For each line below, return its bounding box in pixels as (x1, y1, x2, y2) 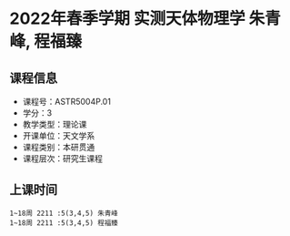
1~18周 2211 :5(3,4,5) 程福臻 (9, 218, 118, 228)
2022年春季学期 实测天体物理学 (9, 8, 245, 29)
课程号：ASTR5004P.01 (22, 97, 112, 107)
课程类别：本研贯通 (22, 142, 95, 152)
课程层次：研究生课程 (22, 153, 103, 164)
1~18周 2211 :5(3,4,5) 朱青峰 (9, 209, 118, 218)
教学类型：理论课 (22, 119, 87, 129)
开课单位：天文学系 (22, 130, 95, 141)
